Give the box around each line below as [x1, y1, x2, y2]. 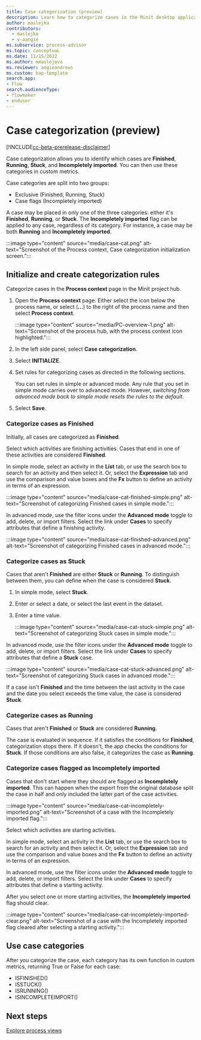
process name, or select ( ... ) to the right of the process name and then [14, 303, 190, 311]
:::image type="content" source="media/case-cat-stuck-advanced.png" [6, 665, 184, 673]
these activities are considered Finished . [6, 451, 107, 458]
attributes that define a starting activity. [6, 881, 103, 889]
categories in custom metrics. [6, 168, 80, 175]
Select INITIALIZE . [14, 357, 61, 364]
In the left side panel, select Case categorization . [14, 345, 138, 353]
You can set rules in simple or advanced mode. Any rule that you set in [14, 381, 190, 388]
